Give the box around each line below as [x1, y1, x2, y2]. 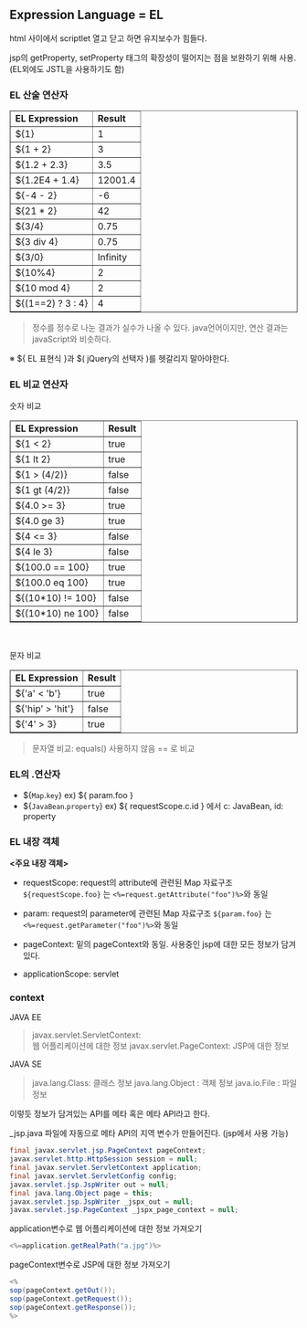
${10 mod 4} [15, 282, 70, 295]
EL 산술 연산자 [9, 89, 69, 101]
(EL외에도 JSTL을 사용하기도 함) [9, 63, 125, 74]
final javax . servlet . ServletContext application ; [9, 1164, 203, 1173]
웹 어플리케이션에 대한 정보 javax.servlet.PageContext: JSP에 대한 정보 [31, 1040, 290, 1051]
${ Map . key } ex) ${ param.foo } [22, 789, 134, 800]
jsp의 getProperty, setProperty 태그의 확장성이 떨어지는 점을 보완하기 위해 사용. [9, 52, 297, 63]
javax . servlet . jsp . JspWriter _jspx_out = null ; [9, 1196, 195, 1207]
